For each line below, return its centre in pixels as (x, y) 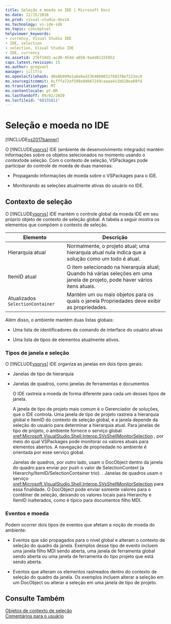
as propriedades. (87, 307)
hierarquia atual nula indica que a (106, 252)
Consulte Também (35, 598)
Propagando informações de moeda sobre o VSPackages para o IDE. (85, 176)
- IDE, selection (24, 43)
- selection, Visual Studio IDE (39, 48)
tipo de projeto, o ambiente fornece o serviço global (67, 431)
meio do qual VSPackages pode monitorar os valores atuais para (80, 442)
